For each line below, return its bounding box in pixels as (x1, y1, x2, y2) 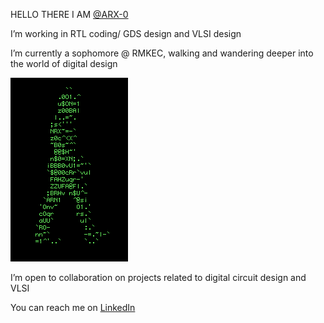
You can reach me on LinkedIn (10, 302, 136, 313)
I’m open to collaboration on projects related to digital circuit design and (10, 272, 307, 283)
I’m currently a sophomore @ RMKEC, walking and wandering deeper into (10, 47, 314, 59)
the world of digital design (10, 58, 118, 69)
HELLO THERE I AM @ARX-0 (10, 9, 129, 20)
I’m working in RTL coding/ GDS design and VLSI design (10, 28, 242, 39)
